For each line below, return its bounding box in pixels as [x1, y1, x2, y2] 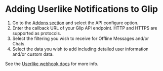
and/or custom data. [12, 51, 54, 57]
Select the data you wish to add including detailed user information [12, 46, 149, 52]
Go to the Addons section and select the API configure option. [12, 20, 139, 26]
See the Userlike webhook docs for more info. [5, 61, 99, 67]
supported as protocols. [12, 30, 61, 36]
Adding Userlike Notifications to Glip [5, 3, 158, 15]
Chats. [12, 40, 26, 46]
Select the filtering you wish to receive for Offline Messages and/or [12, 35, 149, 41]
